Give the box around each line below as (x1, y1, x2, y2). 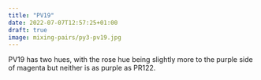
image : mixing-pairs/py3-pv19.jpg (8, 33, 122, 42)
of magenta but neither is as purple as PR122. (8, 64, 156, 73)
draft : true (8, 26, 47, 34)
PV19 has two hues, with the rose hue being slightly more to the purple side (8, 55, 254, 64)
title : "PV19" (8, 11, 55, 20)
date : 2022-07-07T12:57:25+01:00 (8, 19, 118, 27)
